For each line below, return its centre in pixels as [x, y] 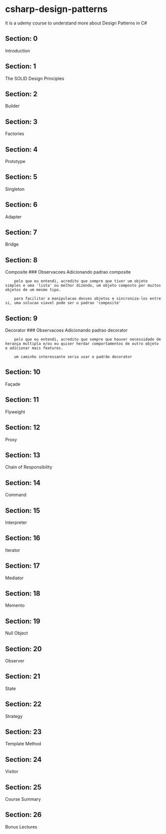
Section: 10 [23, 372]
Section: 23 [23, 732]
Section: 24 [24, 759]
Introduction [18, 50]
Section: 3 [21, 121]
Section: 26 [23, 815]
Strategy [14, 716]
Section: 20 [24, 649]
